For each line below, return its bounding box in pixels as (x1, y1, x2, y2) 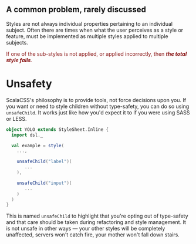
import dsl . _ (11, 132, 43, 138)
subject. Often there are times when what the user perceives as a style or (6, 26, 184, 33)
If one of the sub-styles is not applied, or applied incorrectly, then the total (6, 50, 187, 57)
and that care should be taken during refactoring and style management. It (6, 219, 187, 226)
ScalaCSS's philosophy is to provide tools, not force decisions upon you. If (6, 96, 187, 103)
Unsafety (6, 77, 52, 90)
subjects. (6, 39, 28, 46)
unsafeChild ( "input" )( (16, 180, 72, 186)
